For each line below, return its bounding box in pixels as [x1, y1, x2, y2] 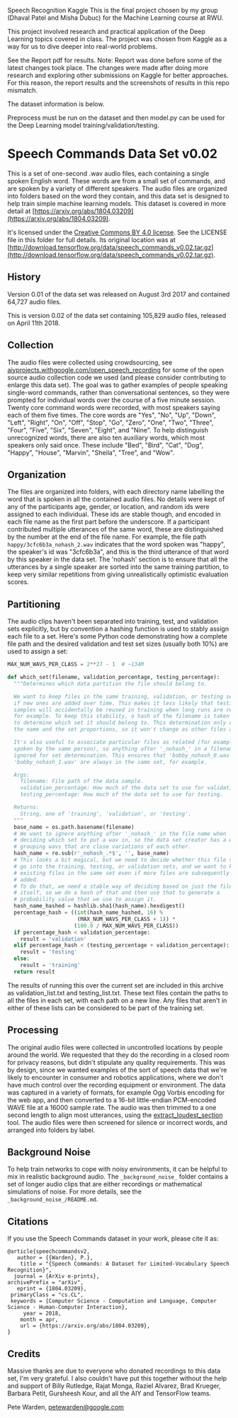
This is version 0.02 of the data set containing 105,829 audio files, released [7, 311, 227, 319]
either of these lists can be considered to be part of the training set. [7, 1003, 205, 1012]
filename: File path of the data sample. [20, 778, 144, 785]
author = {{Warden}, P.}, [16, 1254, 93, 1262]
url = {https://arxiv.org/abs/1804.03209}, [20, 1322, 151, 1330]
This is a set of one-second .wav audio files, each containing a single [7, 169, 210, 178]
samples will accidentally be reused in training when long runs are [13, 706, 223, 714]
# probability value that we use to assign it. [13, 896, 157, 903]
